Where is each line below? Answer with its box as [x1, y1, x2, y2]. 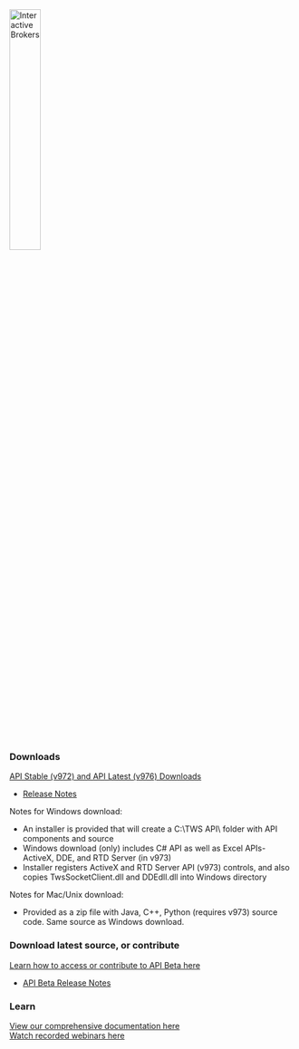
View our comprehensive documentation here [9, 1020, 180, 1031]
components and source [22, 833, 114, 844]
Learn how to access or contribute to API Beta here [9, 959, 201, 970]
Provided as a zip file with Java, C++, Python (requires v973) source [22, 907, 278, 918]
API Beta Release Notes [22, 977, 111, 988]
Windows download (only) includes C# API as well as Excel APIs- [22, 842, 266, 854]
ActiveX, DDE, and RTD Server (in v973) [22, 852, 172, 863]
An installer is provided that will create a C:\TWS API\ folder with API [22, 823, 278, 834]
